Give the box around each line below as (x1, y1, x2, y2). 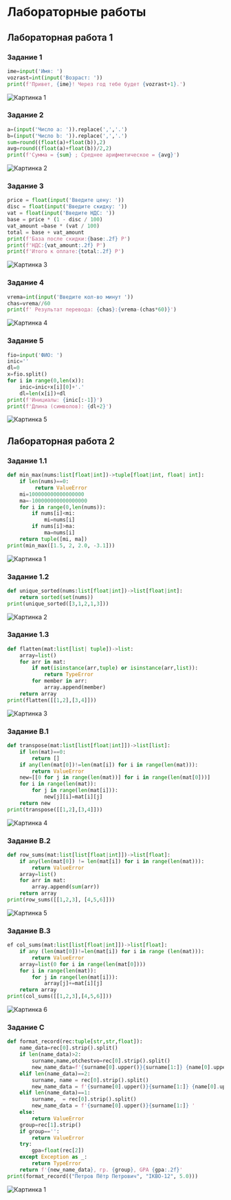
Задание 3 (7, 181, 44, 191)
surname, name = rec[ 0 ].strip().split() (32, 1077, 149, 1084)
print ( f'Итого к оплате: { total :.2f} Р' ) (7, 248, 125, 255)
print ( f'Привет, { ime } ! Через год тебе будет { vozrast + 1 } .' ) (7, 81, 186, 88)
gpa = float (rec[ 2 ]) (32, 1147, 85, 1155)
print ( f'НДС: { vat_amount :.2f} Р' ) (7, 242, 107, 249)
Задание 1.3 (7, 630, 49, 640)
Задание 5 (7, 336, 44, 345)
